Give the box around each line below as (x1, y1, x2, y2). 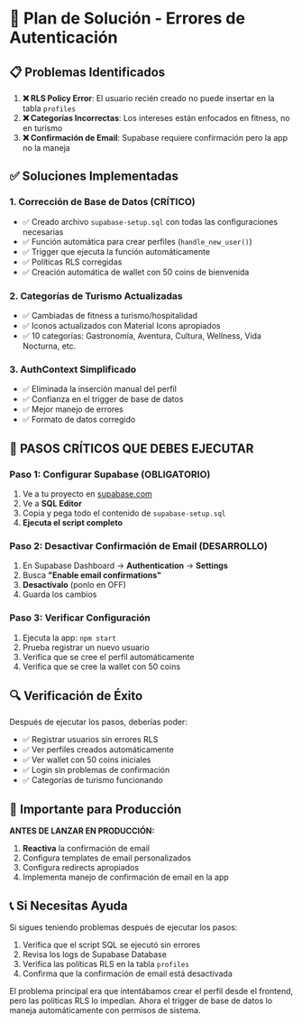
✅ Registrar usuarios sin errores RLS (22, 734, 159, 745)
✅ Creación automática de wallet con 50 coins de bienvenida (22, 266, 250, 277)
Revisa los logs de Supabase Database (22, 949, 167, 960)
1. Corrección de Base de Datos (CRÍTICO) (9, 196, 196, 209)
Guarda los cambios (22, 589, 97, 600)
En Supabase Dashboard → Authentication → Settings (22, 560, 228, 572)
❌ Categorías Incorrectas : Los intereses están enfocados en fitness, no (22, 113, 290, 123)
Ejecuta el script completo (22, 517, 124, 527)
